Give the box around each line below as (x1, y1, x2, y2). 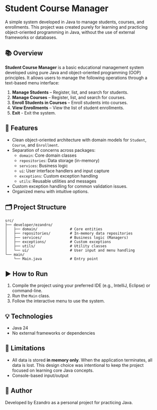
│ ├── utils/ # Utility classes (5, 244, 107, 249)
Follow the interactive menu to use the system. (12, 298, 105, 304)
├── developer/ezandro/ (5, 223, 53, 228)
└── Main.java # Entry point (14, 257, 98, 262)
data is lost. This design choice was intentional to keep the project (12, 362, 144, 368)
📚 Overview (5, 49, 43, 57)
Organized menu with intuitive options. (12, 188, 89, 194)
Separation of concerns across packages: (12, 147, 96, 153)
